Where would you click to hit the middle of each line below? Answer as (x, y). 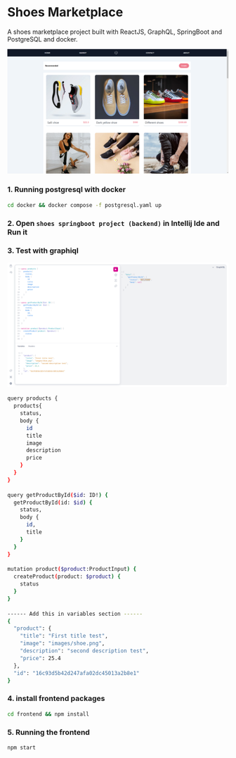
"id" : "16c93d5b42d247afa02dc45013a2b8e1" (77, 673)
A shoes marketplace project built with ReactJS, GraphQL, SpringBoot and (115, 32)
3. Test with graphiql (43, 251)
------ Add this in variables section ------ (75, 614)
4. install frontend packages (56, 699)
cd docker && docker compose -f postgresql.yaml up (84, 205)
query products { (33, 398)
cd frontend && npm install (48, 714)
